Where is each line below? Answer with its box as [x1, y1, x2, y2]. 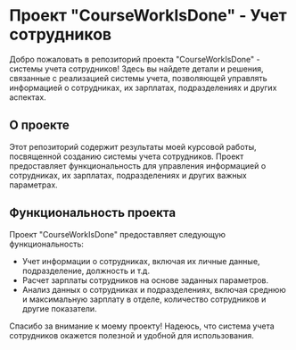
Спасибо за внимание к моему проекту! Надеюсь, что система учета [9, 321, 275, 331]
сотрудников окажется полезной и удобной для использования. [9, 329, 254, 340]
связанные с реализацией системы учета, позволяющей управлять [9, 72, 267, 83]
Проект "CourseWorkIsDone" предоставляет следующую [9, 229, 226, 239]
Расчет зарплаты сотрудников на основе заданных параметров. [21, 274, 269, 286]
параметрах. [9, 179, 58, 190]
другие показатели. [21, 303, 97, 313]
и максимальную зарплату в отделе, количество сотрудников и [21, 294, 267, 304]
